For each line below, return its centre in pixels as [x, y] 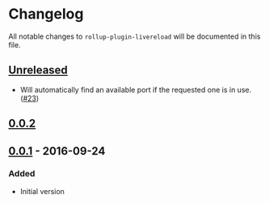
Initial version [42, 191]
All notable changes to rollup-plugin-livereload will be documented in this [134, 36]
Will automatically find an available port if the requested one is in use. [136, 89]
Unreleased [38, 70]
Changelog [46, 14]
